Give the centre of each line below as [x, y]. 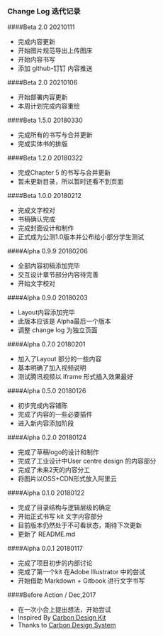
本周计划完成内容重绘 [49, 106]
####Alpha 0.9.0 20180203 [47, 298]
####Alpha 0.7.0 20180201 [46, 344]
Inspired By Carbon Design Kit [62, 618]
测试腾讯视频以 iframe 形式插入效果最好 [75, 377]
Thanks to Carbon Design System [67, 625]
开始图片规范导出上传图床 [55, 50]
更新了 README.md [46, 534]
